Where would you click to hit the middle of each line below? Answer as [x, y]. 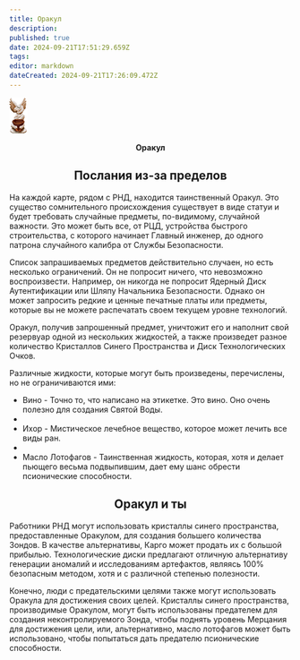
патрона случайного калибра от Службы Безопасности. [116, 244]
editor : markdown [42, 66]
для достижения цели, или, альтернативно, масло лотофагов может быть [150, 629]
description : [34, 28]
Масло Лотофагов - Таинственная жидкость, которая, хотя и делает [153, 457]
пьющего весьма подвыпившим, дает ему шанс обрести [131, 467]
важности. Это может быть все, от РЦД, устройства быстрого [129, 226]
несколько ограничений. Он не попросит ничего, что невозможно [136, 271]
